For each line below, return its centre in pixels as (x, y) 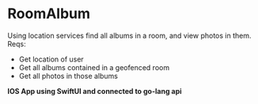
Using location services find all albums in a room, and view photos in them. (129, 35)
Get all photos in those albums (68, 76)
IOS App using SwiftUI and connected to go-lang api (95, 91)
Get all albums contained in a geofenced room (94, 67)
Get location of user (51, 59)
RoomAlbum (49, 14)
